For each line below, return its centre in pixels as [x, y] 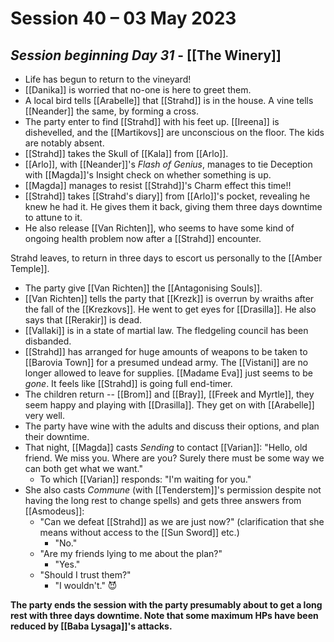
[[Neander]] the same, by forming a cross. [112, 111]
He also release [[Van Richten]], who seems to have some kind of [159, 228]
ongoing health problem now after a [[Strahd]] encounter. [143, 238]
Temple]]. [30, 268]
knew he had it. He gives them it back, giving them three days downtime [173, 206]
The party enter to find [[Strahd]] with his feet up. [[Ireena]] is [152, 121]
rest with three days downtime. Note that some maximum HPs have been [164, 615]
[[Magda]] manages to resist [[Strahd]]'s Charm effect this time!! [158, 185]
